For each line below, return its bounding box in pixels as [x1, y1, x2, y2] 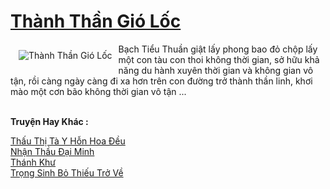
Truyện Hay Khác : [10, 115, 89, 127]
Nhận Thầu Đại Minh [10, 145, 95, 157]
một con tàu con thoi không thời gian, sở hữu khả [118, 53, 320, 65]
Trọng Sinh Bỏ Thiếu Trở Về [10, 166, 124, 179]
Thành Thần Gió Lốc [10, 10, 182, 33]
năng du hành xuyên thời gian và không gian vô [118, 64, 314, 76]
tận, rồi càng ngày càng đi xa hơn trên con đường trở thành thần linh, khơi [10, 75, 313, 87]
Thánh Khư [10, 156, 57, 168]
